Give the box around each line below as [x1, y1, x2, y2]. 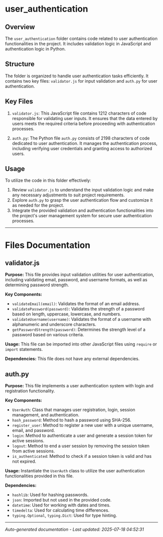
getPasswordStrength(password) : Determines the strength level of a [12, 327, 146, 332]
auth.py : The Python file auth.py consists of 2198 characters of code [12, 135, 150, 141]
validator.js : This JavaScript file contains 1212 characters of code [12, 110, 147, 116]
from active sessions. [12, 448, 55, 454]
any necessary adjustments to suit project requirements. [12, 192, 125, 198]
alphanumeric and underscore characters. [12, 322, 97, 328]
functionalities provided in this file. [5, 473, 74, 479]
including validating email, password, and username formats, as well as [5, 277, 147, 283]
